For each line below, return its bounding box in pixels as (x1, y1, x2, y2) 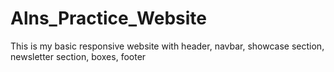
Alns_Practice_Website (10, 7, 208, 30)
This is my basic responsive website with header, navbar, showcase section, (10, 40, 325, 52)
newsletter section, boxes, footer (10, 50, 147, 62)
